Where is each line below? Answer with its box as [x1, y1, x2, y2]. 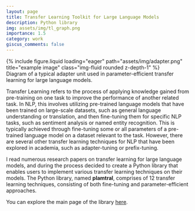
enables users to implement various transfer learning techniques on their [6, 168, 183, 175]
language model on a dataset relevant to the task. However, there [24, 131, 183, 139]
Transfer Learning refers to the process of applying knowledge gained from [6, 88, 190, 95]
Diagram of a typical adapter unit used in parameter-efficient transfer [6, 70, 174, 77]
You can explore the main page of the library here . [6, 198, 128, 205]
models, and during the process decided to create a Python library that [6, 161, 179, 169]
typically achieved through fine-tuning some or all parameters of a [6, 125, 167, 133]
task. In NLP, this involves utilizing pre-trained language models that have [6, 100, 184, 107]
